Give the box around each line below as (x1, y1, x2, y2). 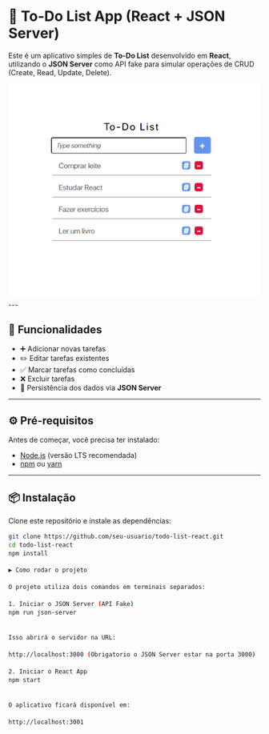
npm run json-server (8, 608, 78, 616)
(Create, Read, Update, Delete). (8, 67, 112, 77)
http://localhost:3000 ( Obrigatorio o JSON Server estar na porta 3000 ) (8, 651, 256, 659)
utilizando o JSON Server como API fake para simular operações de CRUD (8, 59, 255, 69)
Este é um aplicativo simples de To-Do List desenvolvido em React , (8, 50, 231, 60)
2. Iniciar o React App (8, 668, 88, 676)
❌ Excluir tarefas (19, 374, 75, 383)
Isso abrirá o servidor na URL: (8, 634, 116, 642)
